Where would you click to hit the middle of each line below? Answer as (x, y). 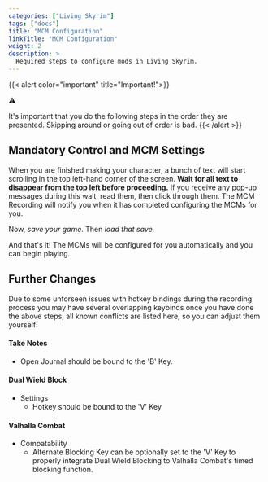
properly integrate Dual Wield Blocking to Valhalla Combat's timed (143, 461)
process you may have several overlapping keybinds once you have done (131, 307)
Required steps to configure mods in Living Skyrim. (107, 62)
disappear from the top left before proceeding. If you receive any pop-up (133, 187)
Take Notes (28, 344)
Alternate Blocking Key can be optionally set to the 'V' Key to (134, 452)
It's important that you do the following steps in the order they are (118, 116)
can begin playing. (39, 253)
